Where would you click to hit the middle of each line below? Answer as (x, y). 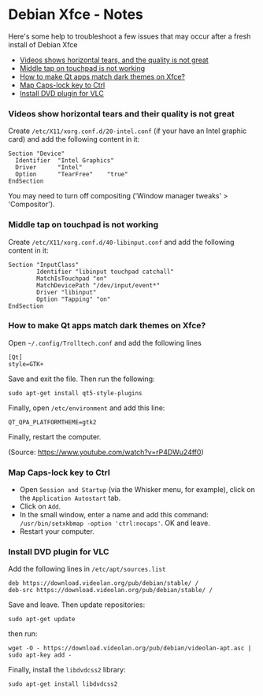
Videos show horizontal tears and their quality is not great (121, 113)
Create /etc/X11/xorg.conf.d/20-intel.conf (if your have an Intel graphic (128, 131)
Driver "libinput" (67, 292)
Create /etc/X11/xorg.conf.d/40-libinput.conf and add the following (121, 242)
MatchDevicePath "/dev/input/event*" (98, 285)
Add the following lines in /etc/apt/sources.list (87, 569)
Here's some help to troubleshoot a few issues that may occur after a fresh (130, 36)
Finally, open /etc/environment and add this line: (87, 408)
